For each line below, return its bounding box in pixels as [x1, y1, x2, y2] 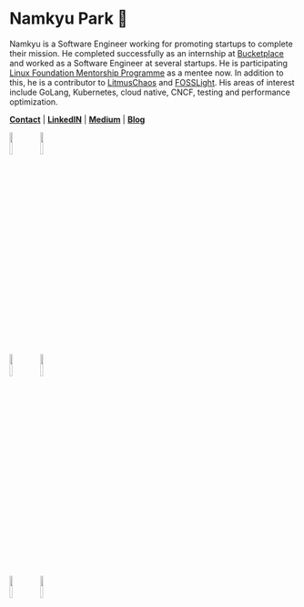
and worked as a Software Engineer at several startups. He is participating [9, 57, 289, 68]
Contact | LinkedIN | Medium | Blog [9, 114, 146, 125]
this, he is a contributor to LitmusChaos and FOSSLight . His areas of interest [9, 76, 295, 87]
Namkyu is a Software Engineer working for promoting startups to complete [9, 38, 293, 49]
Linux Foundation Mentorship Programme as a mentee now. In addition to [9, 67, 284, 78]
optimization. [9, 96, 58, 107]
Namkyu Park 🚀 [9, 8, 128, 29]
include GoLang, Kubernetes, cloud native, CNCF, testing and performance [9, 86, 291, 97]
